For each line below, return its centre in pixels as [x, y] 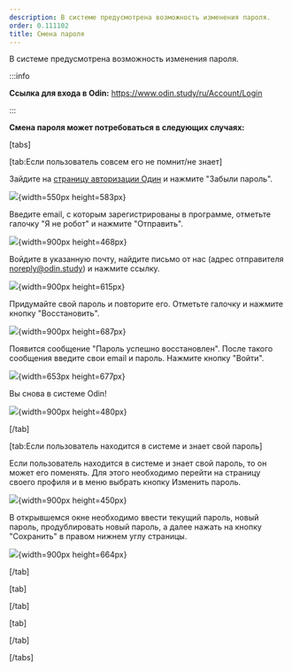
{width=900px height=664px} [73, 555]
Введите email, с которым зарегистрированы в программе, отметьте [140, 214]
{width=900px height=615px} [72, 287]
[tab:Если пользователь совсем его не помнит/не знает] [116, 162]
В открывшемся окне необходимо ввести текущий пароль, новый [134, 518]
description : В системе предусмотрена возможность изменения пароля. [140, 17]
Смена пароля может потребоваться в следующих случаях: [127, 127]
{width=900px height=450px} [73, 500]
